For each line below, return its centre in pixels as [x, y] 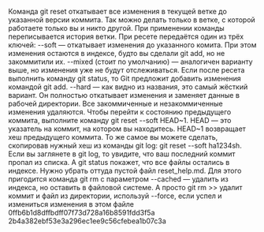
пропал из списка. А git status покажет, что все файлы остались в [119, 162]
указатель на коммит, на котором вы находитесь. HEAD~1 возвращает [127, 129]
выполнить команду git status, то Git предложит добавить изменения [125, 79]
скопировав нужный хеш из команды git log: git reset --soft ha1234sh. [125, 146]
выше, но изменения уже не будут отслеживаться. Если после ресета [126, 70]
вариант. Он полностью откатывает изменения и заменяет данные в [124, 95]
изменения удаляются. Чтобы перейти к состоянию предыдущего [120, 112]
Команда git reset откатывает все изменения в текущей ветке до [117, 11]
